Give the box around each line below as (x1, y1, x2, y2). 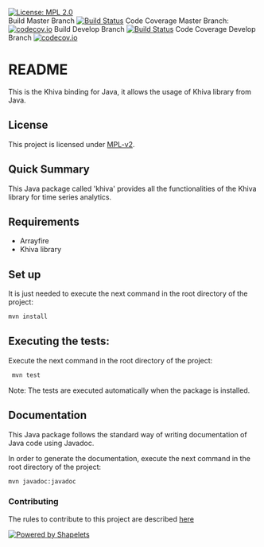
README (8, 60, 68, 79)
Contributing (8, 496, 59, 507)
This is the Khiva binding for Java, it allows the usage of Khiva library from (8, 87, 252, 96)
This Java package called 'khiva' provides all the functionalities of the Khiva (8, 184, 257, 193)
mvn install (8, 312, 48, 321)
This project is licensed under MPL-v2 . (8, 139, 135, 149)
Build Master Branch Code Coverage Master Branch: (8, 16, 229, 25)
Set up (8, 267, 41, 281)
